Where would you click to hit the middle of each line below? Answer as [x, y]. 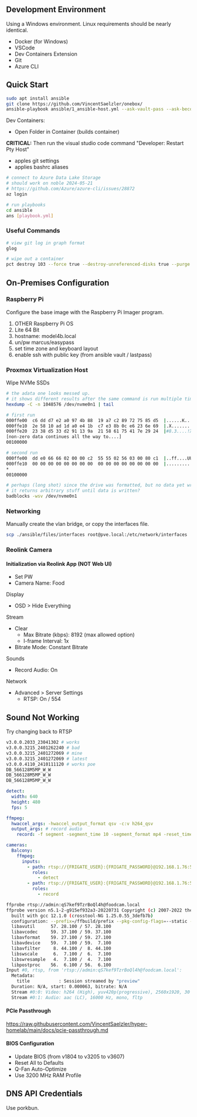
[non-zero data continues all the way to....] [64, 437]
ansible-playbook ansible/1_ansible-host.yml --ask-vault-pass [85, 109]
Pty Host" [18, 150]
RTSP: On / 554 [42, 699]
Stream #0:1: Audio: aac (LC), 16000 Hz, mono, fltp [77, 997]
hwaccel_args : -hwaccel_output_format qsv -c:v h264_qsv [82, 824]
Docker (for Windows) [41, 41]
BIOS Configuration [30, 1044]
